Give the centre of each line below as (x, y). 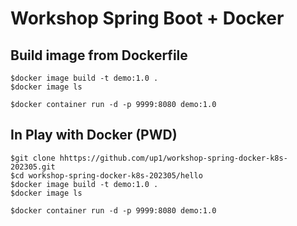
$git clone (33, 158)
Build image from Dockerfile (99, 55)
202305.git (33, 167)
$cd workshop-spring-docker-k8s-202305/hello (106, 175)
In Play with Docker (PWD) (94, 135)
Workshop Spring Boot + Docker (147, 18)
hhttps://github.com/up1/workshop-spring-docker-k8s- (173, 158)
